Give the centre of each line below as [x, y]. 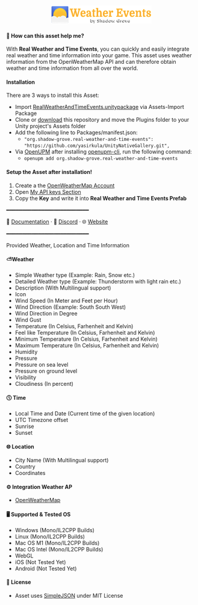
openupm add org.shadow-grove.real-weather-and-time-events [101, 159]
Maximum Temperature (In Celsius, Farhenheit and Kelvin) [87, 345]
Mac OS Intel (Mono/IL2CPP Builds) [59, 549]
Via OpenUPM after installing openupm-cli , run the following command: [104, 152]
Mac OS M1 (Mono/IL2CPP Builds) [57, 543]
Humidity [26, 352]
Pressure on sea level [42, 364]
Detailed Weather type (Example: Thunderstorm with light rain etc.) [98, 281]
